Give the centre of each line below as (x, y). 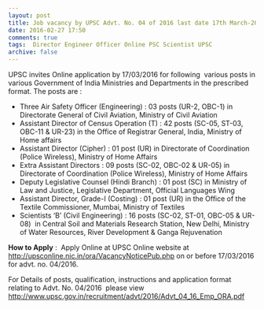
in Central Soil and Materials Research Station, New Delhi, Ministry (142, 224)
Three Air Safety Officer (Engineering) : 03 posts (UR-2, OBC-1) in (126, 106)
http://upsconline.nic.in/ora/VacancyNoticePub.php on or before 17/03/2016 (131, 256)
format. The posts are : (45, 91)
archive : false (33, 52)
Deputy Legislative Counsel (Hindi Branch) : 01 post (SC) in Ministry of (133, 182)
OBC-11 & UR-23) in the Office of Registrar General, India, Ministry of (130, 132)
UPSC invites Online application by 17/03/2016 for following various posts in (132, 74)
